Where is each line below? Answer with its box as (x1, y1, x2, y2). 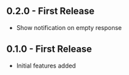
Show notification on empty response (16, 23, 122, 31)
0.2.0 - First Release (6, 5, 95, 17)
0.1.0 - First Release (6, 44, 92, 55)
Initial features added (16, 61, 76, 70)
